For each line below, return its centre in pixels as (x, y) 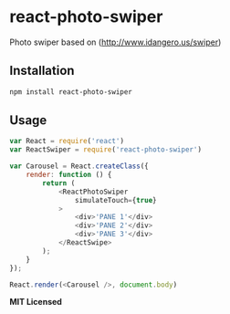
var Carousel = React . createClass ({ (79, 166)
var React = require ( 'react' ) (67, 141)
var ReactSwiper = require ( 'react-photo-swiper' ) (106, 150)
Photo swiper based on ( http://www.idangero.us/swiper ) (115, 42)
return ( (59, 183)
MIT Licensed (36, 302)
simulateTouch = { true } (115, 200)
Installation (42, 71)
